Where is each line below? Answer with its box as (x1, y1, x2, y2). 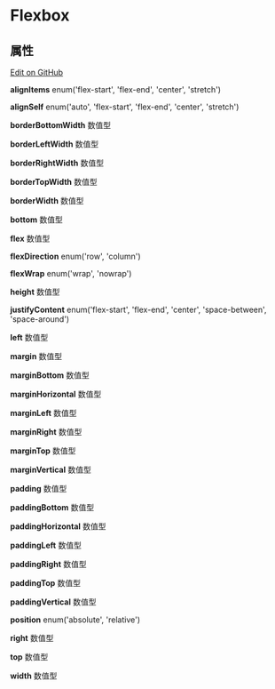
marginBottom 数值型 (10, 370, 90, 381)
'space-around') (10, 314, 70, 324)
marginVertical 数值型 (10, 464, 91, 475)
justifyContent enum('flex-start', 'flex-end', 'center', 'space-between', (10, 304, 267, 315)
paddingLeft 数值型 (10, 540, 82, 550)
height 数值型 (10, 286, 60, 297)
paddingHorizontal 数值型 (10, 521, 106, 532)
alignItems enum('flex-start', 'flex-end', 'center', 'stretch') (10, 84, 221, 94)
